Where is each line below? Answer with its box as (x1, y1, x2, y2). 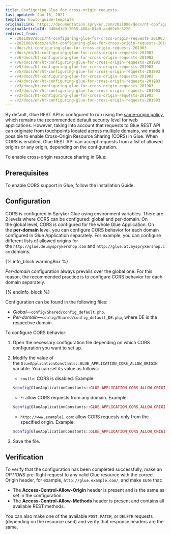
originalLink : (5, 21, 36, 27)
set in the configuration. (12, 493, 63, 499)
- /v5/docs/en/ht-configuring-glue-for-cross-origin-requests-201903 (10, 69, 160, 74)
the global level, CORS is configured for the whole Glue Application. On (5, 221, 154, 227)
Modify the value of (12, 354, 54, 361)
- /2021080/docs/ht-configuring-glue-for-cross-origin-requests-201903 (10, 36, 165, 41)
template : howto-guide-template (5, 17, 74, 22)
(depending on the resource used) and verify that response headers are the (5, 519, 164, 525)
